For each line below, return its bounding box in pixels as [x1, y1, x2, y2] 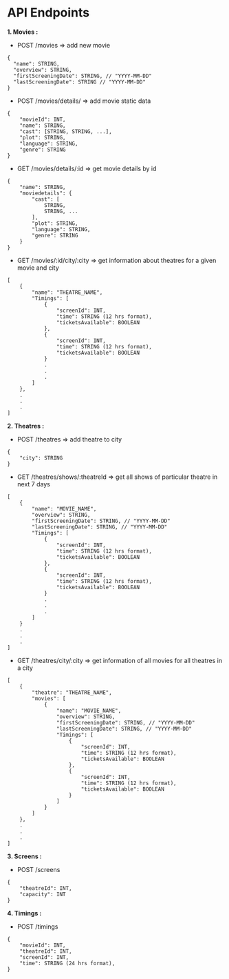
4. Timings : [7, 909, 42, 917]
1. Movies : [7, 28, 39, 36]
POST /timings [17, 922, 58, 931]
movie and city [17, 264, 60, 272]
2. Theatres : [7, 422, 45, 430]
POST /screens [17, 865, 61, 873]
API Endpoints [7, 5, 90, 21]
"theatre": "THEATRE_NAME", [32, 689, 112, 696]
